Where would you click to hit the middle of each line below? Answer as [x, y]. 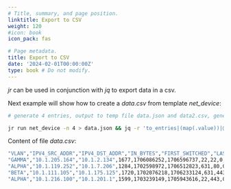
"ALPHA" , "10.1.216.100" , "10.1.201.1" [62, 179]
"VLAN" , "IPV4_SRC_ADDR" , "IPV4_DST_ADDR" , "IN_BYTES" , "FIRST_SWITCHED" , [111, 154]
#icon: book [25, 33]
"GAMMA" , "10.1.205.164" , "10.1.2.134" [62, 160]
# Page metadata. [33, 51]
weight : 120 [25, 26]
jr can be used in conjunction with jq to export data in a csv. [92, 90]
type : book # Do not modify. [49, 70]
